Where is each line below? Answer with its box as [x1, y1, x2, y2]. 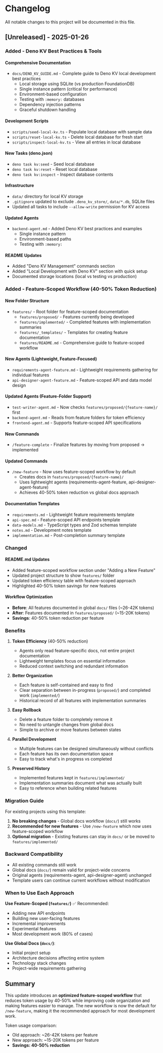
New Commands [5, 431, 40, 437]
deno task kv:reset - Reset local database [12, 166, 98, 172]
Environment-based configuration [19, 91, 87, 97]
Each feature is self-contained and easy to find [19, 682, 113, 688]
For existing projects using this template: [5, 809, 86, 814]
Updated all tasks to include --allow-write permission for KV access [12, 204, 150, 210]
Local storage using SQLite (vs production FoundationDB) [19, 81, 135, 87]
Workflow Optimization [5, 594, 53, 600]
